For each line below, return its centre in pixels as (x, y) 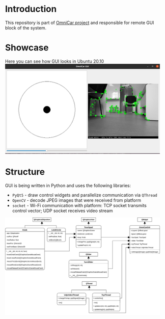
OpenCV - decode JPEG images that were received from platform (77, 200)
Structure (25, 172)
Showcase (27, 48)
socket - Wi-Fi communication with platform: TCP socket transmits (79, 205)
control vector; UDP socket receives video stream (62, 211)
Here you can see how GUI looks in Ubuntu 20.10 (55, 61)
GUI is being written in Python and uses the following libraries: (68, 186)
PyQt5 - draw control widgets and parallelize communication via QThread (85, 195)
